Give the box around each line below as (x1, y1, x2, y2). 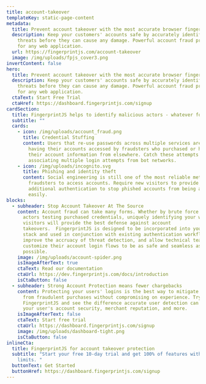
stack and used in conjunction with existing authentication (22, 231, 183, 237)
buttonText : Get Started (12, 363, 75, 369)
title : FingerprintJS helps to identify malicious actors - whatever (12, 112, 193, 118)
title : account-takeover (6, 9, 70, 15)
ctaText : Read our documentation (17, 266, 103, 272)
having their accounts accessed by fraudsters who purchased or (28, 145, 196, 152)
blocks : (6, 197, 26, 203)
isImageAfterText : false (17, 311, 81, 318)
